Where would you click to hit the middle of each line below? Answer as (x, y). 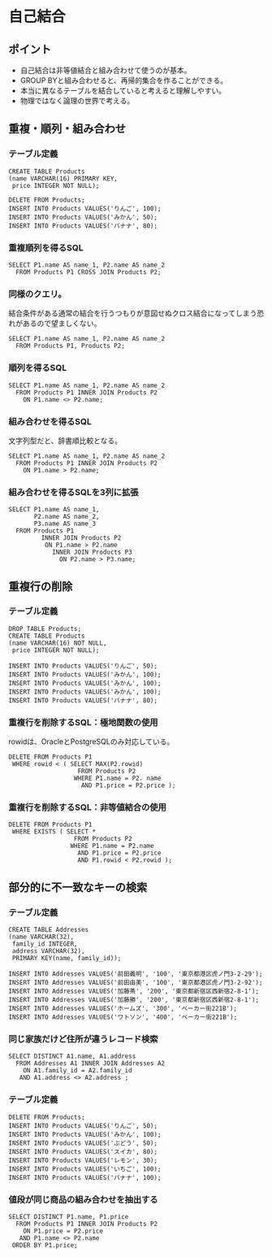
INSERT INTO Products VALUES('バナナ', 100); (85, 1177)
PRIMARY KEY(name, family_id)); (67, 959)
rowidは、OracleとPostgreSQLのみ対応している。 (91, 742)
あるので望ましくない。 (62, 324)
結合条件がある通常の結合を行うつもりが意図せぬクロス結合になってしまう (133, 313)
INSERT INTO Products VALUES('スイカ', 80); (83, 1151)
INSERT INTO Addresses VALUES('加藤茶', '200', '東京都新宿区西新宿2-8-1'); (134, 992)
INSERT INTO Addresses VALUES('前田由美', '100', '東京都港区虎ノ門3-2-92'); (136, 983)
